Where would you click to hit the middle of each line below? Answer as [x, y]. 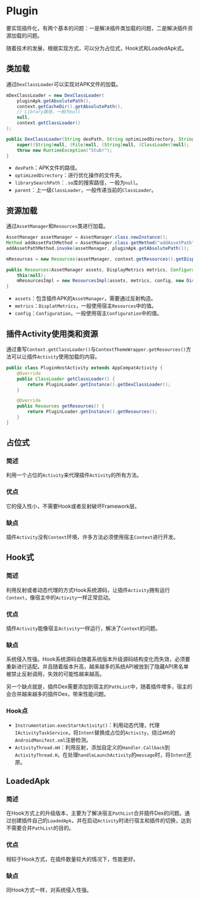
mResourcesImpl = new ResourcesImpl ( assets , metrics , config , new [100, 281]
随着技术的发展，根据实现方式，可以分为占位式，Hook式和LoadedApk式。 [97, 48]
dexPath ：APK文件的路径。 [47, 168]
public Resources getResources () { [61, 406]
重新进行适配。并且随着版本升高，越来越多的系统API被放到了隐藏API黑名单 [97, 667]
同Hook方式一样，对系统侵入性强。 [49, 889]
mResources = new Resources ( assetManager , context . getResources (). [91, 259]
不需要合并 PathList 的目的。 [40, 828]
